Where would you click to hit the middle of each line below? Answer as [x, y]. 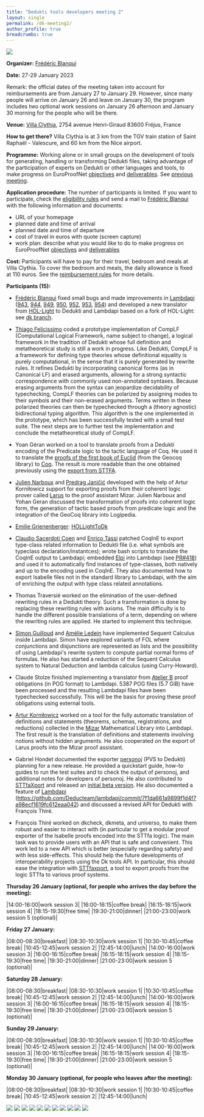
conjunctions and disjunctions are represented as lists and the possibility [106, 646]
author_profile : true [34, 29]
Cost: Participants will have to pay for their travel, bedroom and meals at [97, 261]
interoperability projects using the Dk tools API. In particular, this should [105, 862]
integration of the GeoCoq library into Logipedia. [76, 515]
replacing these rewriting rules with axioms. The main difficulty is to [100, 608]
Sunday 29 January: [33, 1029]
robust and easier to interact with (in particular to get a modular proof [102, 829]
